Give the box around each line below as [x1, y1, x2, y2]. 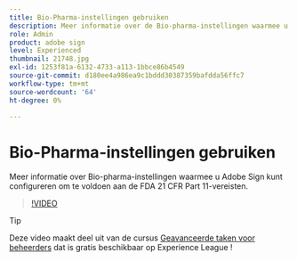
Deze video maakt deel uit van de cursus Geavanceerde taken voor [9, 232, 255, 243]
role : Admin [9, 29, 53, 38]
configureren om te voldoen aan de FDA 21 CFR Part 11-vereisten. [9, 181, 249, 192]
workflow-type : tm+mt [9, 79, 90, 88]
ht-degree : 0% [9, 95, 62, 105]
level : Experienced [9, 46, 82, 55]
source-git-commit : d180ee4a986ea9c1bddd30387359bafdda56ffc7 [9, 71, 245, 80]
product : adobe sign [9, 37, 86, 47]
